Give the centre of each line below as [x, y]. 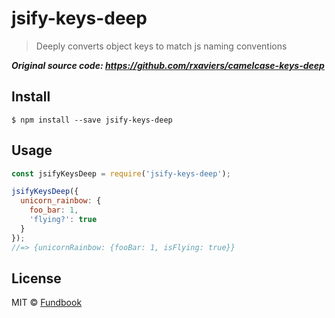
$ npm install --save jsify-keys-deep [92, 120]
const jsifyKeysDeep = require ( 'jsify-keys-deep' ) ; [121, 173]
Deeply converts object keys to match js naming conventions [161, 46]
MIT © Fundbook [47, 303]
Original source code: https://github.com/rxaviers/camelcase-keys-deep [168, 65]
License [36, 278]
